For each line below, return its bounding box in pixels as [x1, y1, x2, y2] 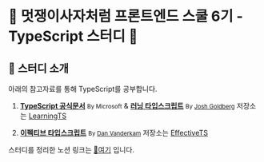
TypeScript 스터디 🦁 [8, 27, 138, 45]
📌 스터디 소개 [8, 61, 70, 75]
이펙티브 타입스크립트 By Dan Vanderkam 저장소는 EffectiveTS [19, 128, 209, 137]
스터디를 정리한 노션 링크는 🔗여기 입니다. [8, 145, 134, 154]
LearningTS [28, 111, 67, 121]
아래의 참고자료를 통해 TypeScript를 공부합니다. [8, 85, 158, 93]
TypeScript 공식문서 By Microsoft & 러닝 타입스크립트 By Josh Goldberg [19, 101, 235, 110]
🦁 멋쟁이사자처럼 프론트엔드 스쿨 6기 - [8, 7, 244, 26]
